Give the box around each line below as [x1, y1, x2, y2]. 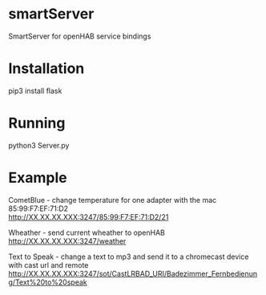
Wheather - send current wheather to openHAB [8, 228, 166, 237]
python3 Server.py [8, 140, 70, 150]
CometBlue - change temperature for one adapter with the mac [8, 195, 217, 204]
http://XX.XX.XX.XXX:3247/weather [8, 236, 127, 245]
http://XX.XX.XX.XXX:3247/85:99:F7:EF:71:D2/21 [8, 212, 169, 221]
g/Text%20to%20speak [8, 277, 88, 287]
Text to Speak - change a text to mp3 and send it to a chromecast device [8, 252, 249, 261]
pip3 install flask [8, 86, 62, 95]
